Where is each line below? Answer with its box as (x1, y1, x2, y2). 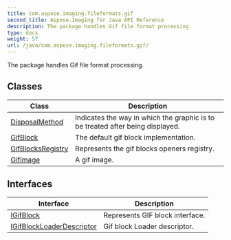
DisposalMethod (10, 117, 64, 127)
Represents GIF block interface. (103, 210, 206, 220)
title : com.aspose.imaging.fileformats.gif (7, 10, 134, 17)
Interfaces (7, 178, 53, 190)
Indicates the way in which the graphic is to (75, 113, 215, 122)
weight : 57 (7, 36, 38, 43)
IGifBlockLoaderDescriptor (10, 221, 98, 231)
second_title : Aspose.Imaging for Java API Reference (7, 17, 165, 23)
